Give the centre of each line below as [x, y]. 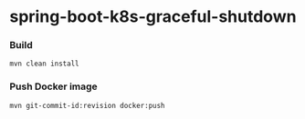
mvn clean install [44, 64]
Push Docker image [53, 86]
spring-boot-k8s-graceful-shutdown [153, 17]
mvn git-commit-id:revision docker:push [88, 105]
